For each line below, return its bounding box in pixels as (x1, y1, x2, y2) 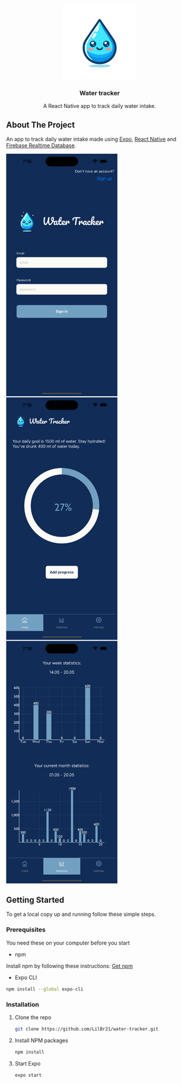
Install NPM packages (14, 1036, 68, 1044)
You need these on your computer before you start (6, 939, 130, 946)
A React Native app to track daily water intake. (43, 103, 157, 110)
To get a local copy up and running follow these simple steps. (6, 911, 156, 918)
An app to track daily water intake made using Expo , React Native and (6, 136, 177, 143)
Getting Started (6, 895, 65, 905)
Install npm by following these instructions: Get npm (6, 962, 133, 970)
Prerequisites (6, 925, 46, 934)
